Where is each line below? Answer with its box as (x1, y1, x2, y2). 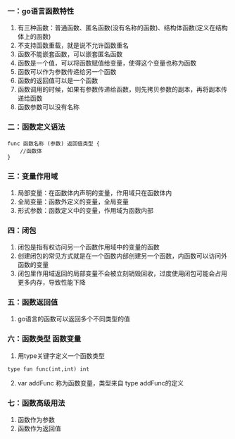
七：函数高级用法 (7, 398, 65, 408)
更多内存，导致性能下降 (17, 278, 86, 287)
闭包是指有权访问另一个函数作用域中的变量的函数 (17, 243, 160, 252)
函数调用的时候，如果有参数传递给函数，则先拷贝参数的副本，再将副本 (17, 85, 222, 94)
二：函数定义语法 (7, 122, 65, 132)
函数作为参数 (17, 416, 55, 424)
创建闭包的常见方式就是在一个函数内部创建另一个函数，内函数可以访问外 (17, 252, 227, 260)
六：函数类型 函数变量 (7, 334, 82, 344)
